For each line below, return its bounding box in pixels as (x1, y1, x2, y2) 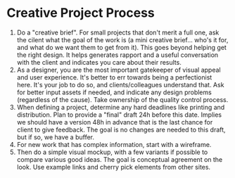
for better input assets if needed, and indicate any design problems (16, 88, 212, 96)
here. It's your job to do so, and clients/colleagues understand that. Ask (16, 80, 224, 89)
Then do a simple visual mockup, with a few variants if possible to (16, 148, 208, 156)
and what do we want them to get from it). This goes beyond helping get (16, 43, 227, 51)
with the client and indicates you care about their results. (16, 58, 182, 66)
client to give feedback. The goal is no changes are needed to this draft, (16, 125, 226, 134)
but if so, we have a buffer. (16, 132, 95, 141)
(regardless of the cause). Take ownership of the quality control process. (16, 95, 229, 103)
